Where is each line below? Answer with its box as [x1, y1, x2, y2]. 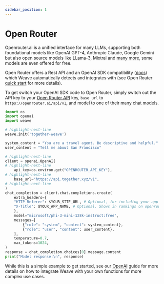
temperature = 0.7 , [14, 236, 49, 241]
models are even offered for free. [5, 60, 72, 66]
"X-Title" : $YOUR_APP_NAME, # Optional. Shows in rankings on [14, 204, 143, 209]
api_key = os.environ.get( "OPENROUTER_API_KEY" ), [14, 167, 112, 173]
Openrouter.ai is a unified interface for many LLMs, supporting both [5, 45, 141, 50]
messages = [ [14, 217, 36, 223]
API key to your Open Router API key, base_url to [5, 95, 103, 100]
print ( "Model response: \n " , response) [5, 254, 84, 259]
